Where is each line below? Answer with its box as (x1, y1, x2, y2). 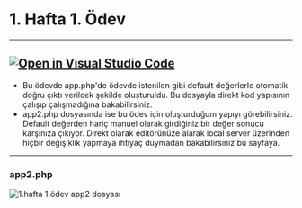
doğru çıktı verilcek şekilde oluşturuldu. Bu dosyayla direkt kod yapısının (22, 89, 290, 100)
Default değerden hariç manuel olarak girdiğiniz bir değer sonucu (22, 118, 264, 129)
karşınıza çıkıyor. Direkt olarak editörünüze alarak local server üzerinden (22, 127, 290, 139)
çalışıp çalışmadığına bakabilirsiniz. (22, 99, 153, 110)
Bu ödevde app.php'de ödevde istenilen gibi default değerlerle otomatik (22, 79, 289, 90)
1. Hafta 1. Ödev (9, 9, 127, 30)
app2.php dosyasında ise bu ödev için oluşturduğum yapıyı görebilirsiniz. (22, 108, 293, 119)
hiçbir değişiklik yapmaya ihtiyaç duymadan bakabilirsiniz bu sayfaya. (22, 137, 280, 148)
